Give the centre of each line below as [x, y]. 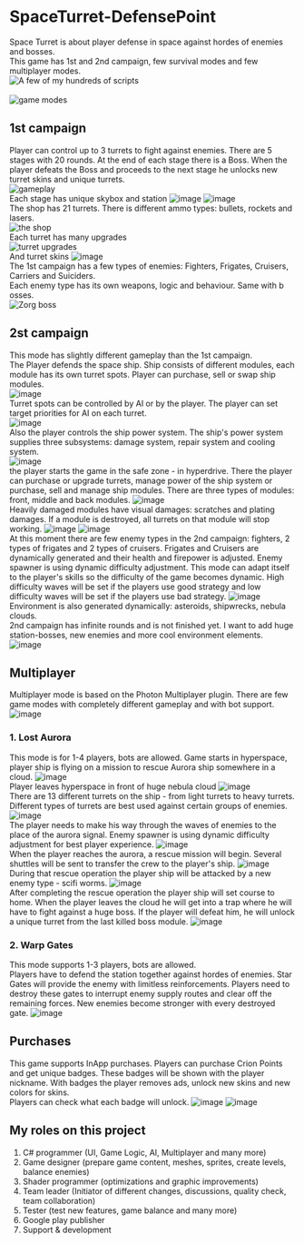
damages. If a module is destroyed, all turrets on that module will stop [140, 518]
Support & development [67, 1229]
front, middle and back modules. [70, 499]
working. [26, 528]
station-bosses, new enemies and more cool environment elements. [136, 635]
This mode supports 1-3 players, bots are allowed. [103, 964]
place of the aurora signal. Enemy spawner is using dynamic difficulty [140, 834]
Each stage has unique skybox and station [88, 198]
